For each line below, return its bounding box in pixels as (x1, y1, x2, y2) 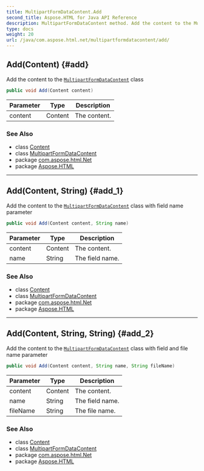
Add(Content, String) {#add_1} (6, 186, 124, 196)
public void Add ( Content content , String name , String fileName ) (6, 362, 175, 369)
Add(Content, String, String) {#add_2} (6, 328, 154, 339)
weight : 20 (6, 32, 34, 38)
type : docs (6, 25, 34, 32)
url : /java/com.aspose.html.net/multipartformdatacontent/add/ (6, 37, 170, 43)
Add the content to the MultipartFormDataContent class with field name (6, 202, 184, 209)
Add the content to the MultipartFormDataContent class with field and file (6, 344, 188, 352)
